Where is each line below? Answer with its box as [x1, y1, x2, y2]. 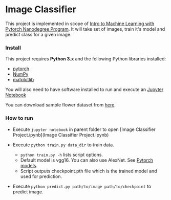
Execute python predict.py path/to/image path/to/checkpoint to [12, 183, 152, 189]
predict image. [12, 188, 44, 195]
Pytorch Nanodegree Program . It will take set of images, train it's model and [5, 26, 165, 32]
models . [20, 162, 37, 168]
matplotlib [12, 77, 34, 83]
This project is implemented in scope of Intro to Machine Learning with [5, 20, 155, 27]
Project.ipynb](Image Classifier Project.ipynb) [12, 131, 109, 138]
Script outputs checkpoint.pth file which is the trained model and [20, 168, 157, 174]
